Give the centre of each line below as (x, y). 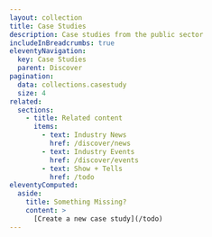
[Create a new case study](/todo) (98, 219)
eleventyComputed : (44, 186)
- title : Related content (74, 118)
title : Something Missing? (76, 202)
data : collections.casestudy (72, 85)
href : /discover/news (90, 143)
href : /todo (72, 177)
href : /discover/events (94, 160)
